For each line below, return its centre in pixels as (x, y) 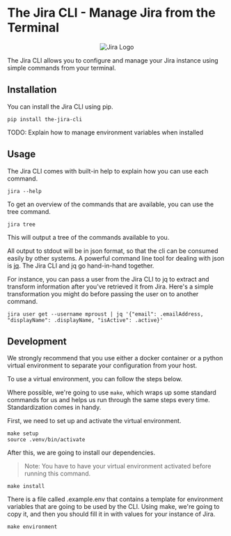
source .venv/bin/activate (46, 440)
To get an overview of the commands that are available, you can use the (111, 204)
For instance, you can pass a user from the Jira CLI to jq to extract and (109, 279)
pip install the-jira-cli (45, 119)
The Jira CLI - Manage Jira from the (111, 13)
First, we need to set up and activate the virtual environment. (94, 421)
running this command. (57, 474)
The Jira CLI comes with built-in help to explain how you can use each (108, 171)
